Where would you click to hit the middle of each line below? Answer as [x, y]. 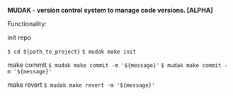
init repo [19, 37]
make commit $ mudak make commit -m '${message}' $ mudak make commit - [118, 65]
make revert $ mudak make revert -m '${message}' [81, 85]
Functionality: [27, 24]
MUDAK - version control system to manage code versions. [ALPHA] [110, 10]
